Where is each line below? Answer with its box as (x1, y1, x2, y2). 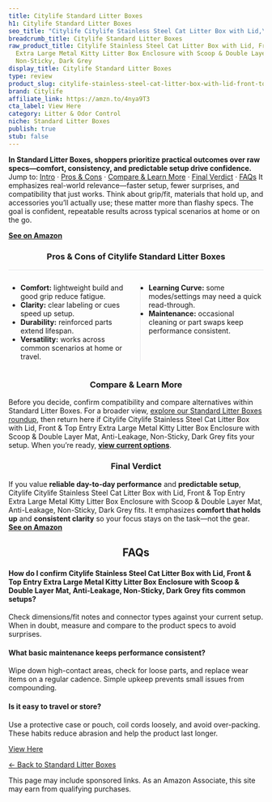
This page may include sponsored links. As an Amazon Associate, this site (8, 775, 256, 785)
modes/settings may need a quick (148, 291, 261, 301)
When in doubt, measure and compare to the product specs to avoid (8, 621, 236, 630)
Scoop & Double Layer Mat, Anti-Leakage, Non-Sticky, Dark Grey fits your (8, 432, 255, 442)
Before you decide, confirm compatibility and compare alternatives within (8, 398, 253, 407)
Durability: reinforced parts (19, 317, 113, 326)
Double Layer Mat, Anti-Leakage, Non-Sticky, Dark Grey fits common (8, 585, 246, 595)
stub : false (8, 132, 49, 140)
